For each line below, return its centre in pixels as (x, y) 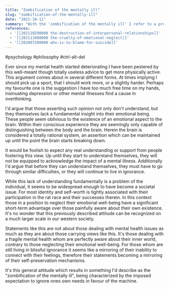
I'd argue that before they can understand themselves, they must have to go (84, 166)
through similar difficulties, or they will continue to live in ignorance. (75, 171)
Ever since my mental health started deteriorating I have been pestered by (82, 66)
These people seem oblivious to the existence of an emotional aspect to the (84, 119)
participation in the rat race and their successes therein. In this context (78, 197)
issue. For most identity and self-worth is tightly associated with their (77, 192)
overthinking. (19, 99)
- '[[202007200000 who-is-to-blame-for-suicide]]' (64, 43)
